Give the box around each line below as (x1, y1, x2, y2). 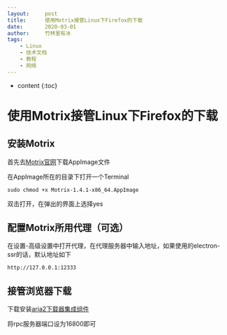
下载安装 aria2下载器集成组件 (7, 305, 89, 313)
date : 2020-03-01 (7, 23, 77, 30)
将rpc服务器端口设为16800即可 (7, 320, 96, 328)
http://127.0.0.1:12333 (7, 265, 77, 271)
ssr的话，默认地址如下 (7, 251, 72, 259)
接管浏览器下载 (7, 285, 72, 297)
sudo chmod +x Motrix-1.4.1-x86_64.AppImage (7, 186, 139, 193)
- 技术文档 (20, 50, 47, 57)
